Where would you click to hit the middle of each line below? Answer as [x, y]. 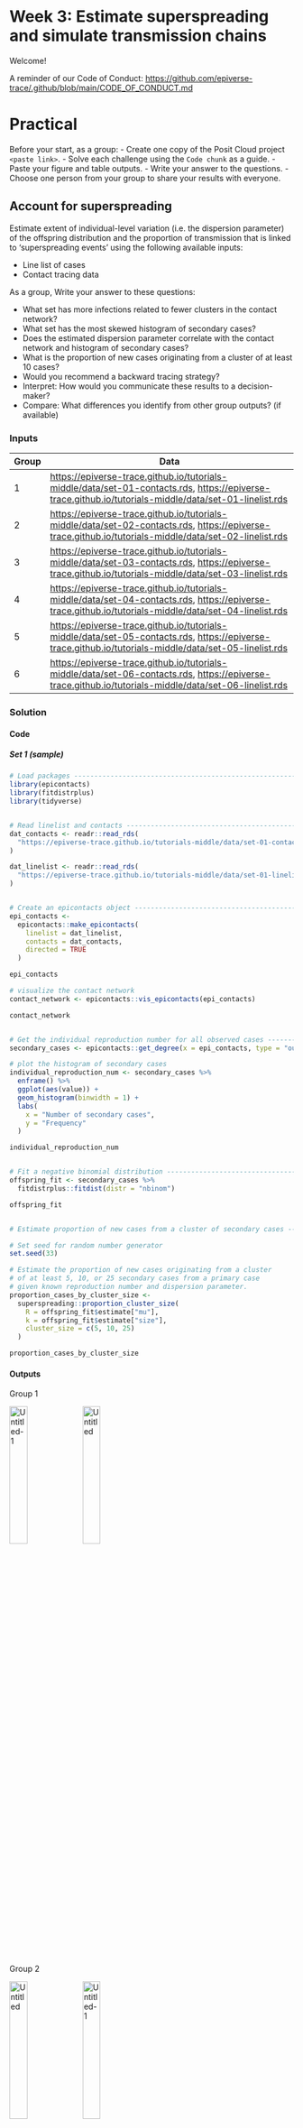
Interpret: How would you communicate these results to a [129, 386]
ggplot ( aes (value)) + [58, 1090]
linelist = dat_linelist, [74, 933]
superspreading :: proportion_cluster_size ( [98, 1304]
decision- [255, 386]
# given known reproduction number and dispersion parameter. [129, 1287]
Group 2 [25, 1969]
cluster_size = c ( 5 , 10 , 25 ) [80, 1329]
